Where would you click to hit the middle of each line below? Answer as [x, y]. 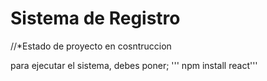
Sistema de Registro [95, 18]
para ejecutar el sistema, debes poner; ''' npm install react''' [134, 65]
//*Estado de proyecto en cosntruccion [91, 46]
